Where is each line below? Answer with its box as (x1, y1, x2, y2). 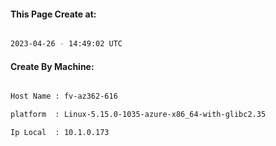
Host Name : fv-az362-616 (10, 91, 118, 102)
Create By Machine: (10, 60, 95, 72)
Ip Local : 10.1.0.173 (10, 128, 110, 138)
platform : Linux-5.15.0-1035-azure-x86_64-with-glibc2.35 (10, 110, 267, 120)
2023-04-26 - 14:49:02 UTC (10, 39, 123, 49)
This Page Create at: (10, 8, 97, 20)
